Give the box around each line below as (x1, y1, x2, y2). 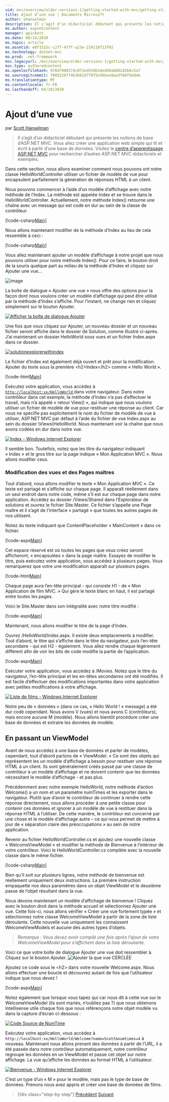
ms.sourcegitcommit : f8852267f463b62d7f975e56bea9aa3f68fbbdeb (5, 73, 141, 78)
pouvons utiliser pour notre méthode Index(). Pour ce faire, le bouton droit (5, 258, 158, 264)
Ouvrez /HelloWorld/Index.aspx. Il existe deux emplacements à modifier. (5, 632, 154, 638)
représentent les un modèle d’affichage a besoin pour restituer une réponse (5, 758, 162, 764)
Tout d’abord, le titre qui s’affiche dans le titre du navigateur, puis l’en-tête (5, 637, 158, 644)
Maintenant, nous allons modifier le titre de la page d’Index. (5, 622, 128, 629)
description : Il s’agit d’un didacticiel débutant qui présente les (5, 21, 152, 27)
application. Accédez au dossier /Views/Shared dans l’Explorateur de (5, 496, 149, 502)
